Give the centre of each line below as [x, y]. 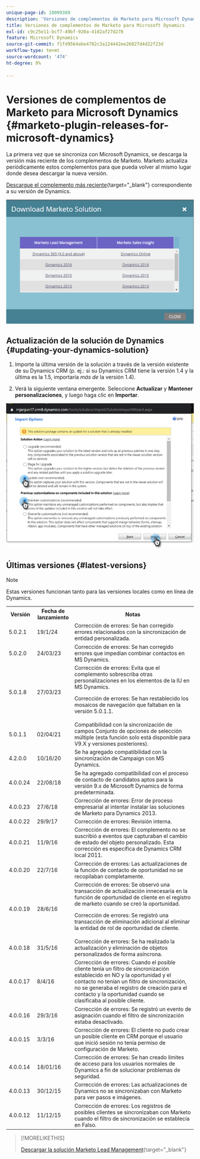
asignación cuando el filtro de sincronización [129, 1015]
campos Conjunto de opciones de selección [128, 731]
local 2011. [88, 855]
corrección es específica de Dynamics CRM [128, 849]
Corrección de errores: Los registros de [123, 1106]
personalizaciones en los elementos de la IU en [132, 680]
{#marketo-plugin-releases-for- [87, 125]
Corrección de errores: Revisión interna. [123, 822]
